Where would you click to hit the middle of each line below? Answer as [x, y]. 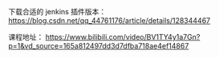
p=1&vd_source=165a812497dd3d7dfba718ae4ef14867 [99, 46]
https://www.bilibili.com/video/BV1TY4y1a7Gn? [123, 37]
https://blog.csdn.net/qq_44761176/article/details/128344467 [109, 21]
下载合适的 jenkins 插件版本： [57, 12]
